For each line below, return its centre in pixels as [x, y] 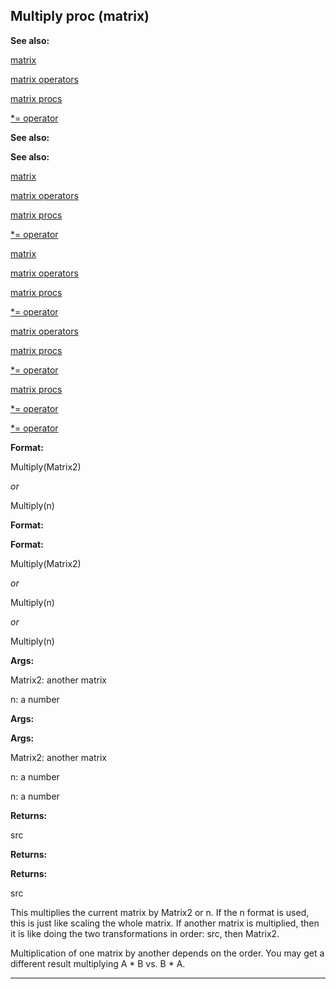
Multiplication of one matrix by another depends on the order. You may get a [167, 953]
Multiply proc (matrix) [80, 16]
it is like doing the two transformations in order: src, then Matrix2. [145, 933]
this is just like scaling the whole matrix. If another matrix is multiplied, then [165, 923]
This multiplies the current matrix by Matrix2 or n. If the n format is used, [160, 912]
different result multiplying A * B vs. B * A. [98, 963]
